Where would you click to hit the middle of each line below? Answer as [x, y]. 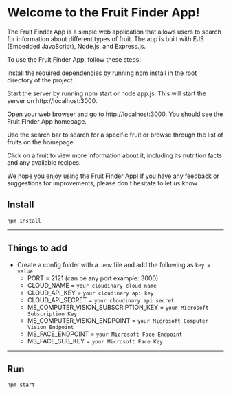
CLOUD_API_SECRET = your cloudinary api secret [101, 300]
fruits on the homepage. [41, 142]
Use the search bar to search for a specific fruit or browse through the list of [115, 135]
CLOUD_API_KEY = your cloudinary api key [90, 293]
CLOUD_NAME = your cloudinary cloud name [92, 285]
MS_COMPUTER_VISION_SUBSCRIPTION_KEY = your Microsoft [118, 307]
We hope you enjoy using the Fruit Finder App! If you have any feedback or [113, 176]
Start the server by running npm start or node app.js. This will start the [107, 93]
